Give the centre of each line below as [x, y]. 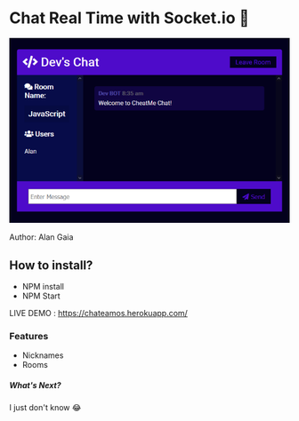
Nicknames [43, 355]
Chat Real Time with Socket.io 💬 [129, 18]
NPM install [43, 287]
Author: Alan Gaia [41, 237]
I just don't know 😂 [45, 408]
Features [29, 336]
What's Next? [35, 385]
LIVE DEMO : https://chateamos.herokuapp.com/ [99, 314]
